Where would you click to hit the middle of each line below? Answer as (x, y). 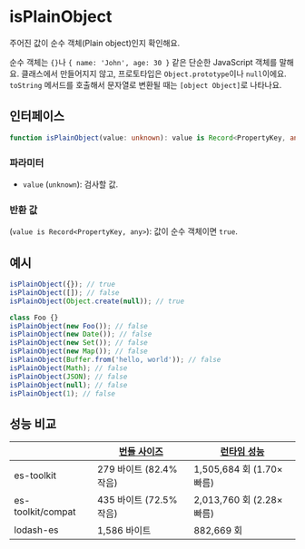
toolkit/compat (45, 512)
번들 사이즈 (141, 452)
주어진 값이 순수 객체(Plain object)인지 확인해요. (95, 43)
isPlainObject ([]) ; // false (64, 292)
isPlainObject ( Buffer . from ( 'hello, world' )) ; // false (115, 360)
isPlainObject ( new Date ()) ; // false (81, 334)
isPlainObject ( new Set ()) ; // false (79, 343)
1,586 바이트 (124, 531)
